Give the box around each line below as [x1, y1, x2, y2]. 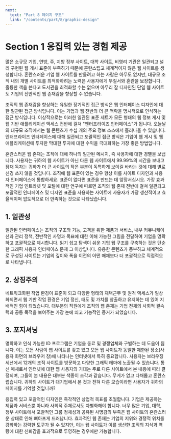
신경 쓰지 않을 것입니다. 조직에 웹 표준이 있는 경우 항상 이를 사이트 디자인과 [5, 170, 154, 176]
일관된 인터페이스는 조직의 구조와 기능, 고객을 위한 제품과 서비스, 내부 [5, 227, 143, 233]
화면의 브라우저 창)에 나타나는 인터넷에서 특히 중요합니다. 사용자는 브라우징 [14, 353, 164, 359]
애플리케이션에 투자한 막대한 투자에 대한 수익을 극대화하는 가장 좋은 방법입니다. [5, 140, 162, 146]
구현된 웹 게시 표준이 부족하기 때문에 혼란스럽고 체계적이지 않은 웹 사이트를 [10, 65, 159, 71]
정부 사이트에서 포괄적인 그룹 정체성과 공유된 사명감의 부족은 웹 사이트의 [5, 409, 149, 415]
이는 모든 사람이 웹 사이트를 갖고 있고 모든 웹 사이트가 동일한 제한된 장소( [16, 347, 161, 353]
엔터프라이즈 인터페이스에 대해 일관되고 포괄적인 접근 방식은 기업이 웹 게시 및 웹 [5, 134, 163, 140]
